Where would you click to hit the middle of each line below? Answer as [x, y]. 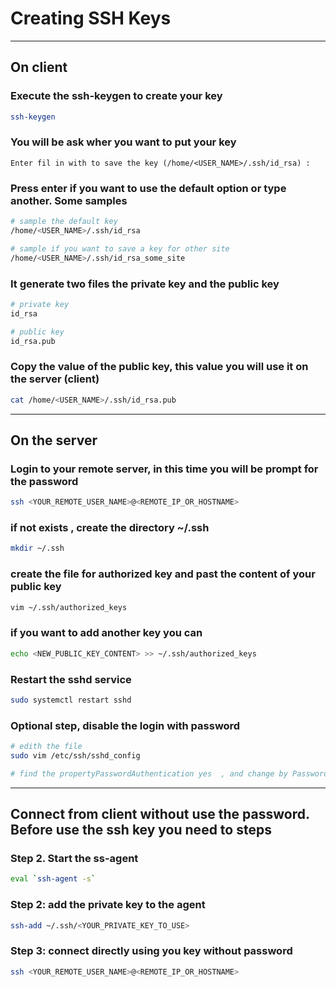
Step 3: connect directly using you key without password [151, 951]
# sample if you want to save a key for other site [120, 248]
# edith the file [46, 747]
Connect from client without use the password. [160, 814]
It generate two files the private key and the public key [145, 284]
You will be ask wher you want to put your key [123, 142]
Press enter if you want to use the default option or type [148, 188]
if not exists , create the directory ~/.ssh [110, 528]
